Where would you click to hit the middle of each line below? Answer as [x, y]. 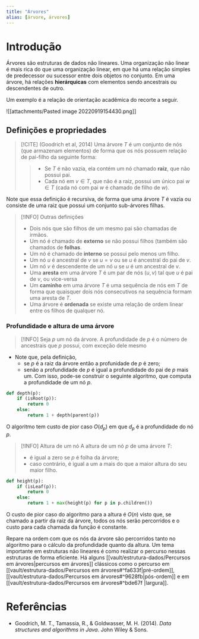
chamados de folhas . [56, 248]
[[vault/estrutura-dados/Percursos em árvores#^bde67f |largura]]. [87, 583]
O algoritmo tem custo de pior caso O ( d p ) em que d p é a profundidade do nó [100, 427]
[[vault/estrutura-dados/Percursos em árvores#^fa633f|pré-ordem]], [91, 570]
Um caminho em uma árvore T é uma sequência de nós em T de [109, 286]
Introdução [34, 47]
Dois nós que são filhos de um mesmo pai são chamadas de [103, 228]
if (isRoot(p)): [37, 399]
